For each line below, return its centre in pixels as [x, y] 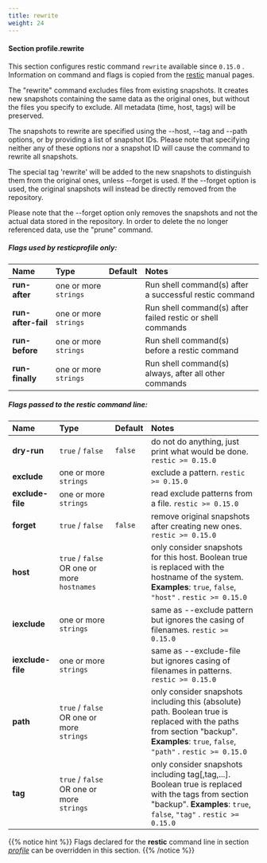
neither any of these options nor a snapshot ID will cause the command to [129, 147]
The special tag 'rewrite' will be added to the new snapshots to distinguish [130, 171]
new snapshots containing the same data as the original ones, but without [129, 98]
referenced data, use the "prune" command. [81, 229]
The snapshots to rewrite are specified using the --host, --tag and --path [128, 131]
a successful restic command [200, 294]
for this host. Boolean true [199, 557]
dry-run [28, 450]
